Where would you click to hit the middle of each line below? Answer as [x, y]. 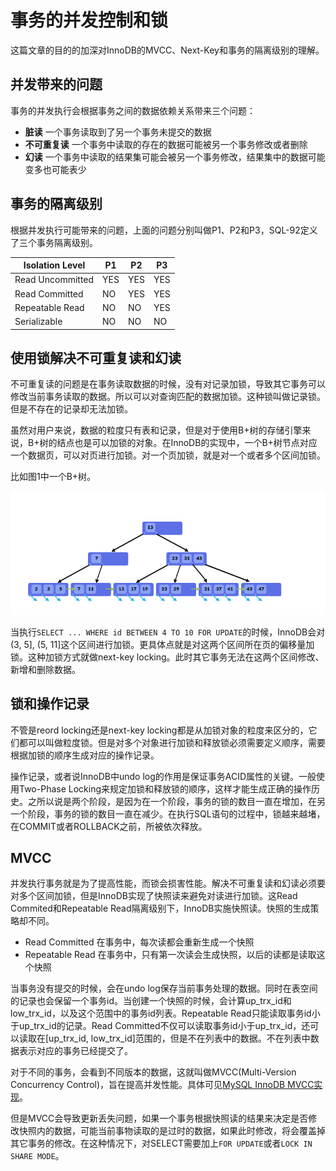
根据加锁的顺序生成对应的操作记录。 [85, 755]
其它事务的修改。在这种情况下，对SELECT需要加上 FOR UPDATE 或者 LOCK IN [161, 1143]
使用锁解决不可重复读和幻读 [96, 357]
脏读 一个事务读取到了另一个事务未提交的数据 [118, 132]
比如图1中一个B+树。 [53, 477]
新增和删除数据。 [45, 669]
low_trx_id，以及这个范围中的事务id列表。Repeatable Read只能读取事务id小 [165, 1013]
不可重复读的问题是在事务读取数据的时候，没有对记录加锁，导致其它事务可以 [168, 384]
